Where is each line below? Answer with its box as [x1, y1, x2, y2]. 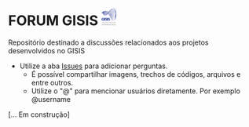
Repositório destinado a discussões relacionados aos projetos [8, 38, 209, 47]
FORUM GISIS [8, 12, 99, 30]
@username [31, 95, 71, 104]
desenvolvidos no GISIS [8, 46, 85, 56]
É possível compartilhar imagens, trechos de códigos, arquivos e [31, 70, 241, 79]
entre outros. [31, 78, 73, 88]
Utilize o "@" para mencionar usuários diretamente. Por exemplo [31, 86, 241, 96]
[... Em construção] [8, 110, 71, 119]
